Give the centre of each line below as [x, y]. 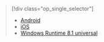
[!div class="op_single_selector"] [53, 9]
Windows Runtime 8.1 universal [59, 33]
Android [30, 20]
